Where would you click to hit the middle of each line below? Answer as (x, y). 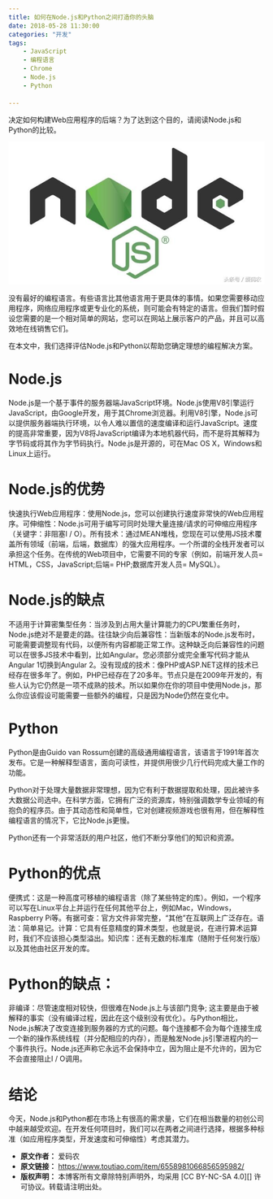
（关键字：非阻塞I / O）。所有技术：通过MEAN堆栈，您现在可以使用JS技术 (132, 533)
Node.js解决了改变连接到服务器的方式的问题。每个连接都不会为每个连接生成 (135, 1028)
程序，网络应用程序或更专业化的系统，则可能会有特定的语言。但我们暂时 (136, 308)
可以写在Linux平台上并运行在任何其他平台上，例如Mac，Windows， (122, 907)
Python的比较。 (35, 129)
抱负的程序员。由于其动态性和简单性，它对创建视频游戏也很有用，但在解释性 (136, 810)
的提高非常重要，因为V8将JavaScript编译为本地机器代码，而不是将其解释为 (134, 433)
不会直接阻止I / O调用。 (48, 1059)
